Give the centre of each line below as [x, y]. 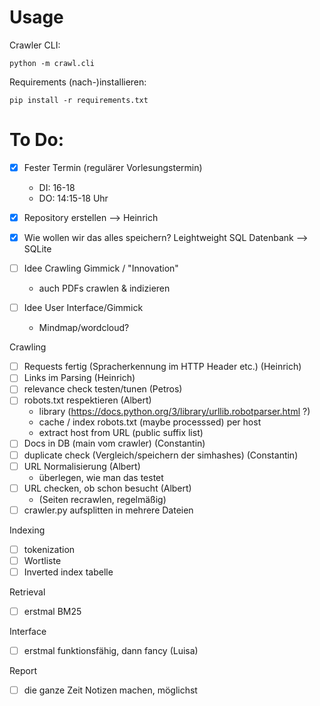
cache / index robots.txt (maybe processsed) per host [150, 422]
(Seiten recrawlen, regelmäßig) [102, 499]
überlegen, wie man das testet [101, 477]
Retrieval [27, 592]
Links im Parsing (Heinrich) [79, 378]
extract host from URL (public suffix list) [121, 433]
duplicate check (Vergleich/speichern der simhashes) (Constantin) [161, 455]
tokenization [49, 549]
